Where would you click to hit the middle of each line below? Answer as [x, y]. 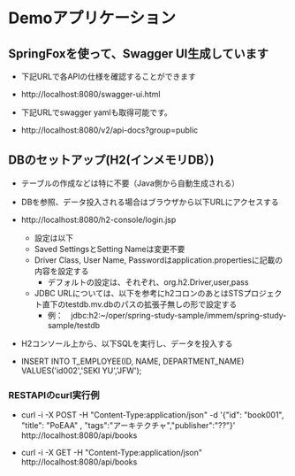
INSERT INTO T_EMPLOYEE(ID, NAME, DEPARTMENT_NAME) [132, 361]
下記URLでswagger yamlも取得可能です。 [97, 112]
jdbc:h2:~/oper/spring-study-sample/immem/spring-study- [179, 315]
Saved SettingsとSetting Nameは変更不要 [110, 249]
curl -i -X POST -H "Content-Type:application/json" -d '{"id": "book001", [152, 415]
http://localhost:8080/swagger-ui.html [91, 94]
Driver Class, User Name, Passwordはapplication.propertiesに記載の [159, 260]
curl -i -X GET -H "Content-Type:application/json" [111, 453]
